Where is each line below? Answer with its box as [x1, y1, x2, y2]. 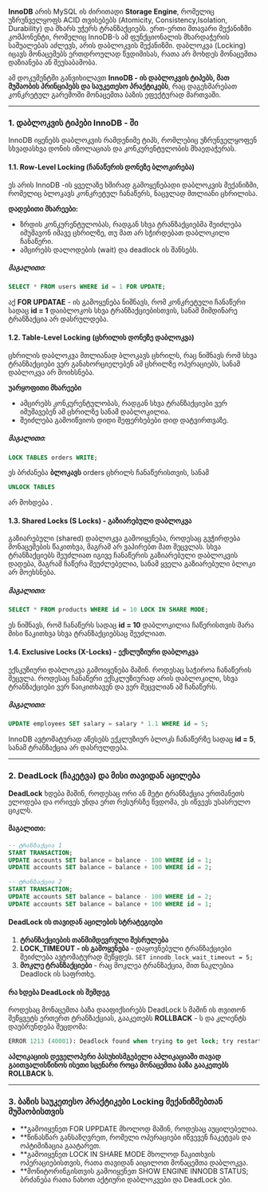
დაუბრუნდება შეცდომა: [8, 1022, 89, 1032]
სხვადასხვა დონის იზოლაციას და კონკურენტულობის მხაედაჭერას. [8, 144, 237, 154]
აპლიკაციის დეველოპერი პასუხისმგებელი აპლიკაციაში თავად [8, 1052, 222, 1061]
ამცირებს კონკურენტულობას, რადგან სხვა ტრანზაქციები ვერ [19, 398, 228, 407]
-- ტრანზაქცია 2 [8, 878, 62, 886]
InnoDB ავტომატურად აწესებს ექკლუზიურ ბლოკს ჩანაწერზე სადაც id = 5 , [8, 734, 256, 744]
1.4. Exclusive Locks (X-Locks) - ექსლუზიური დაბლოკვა [8, 647, 199, 656]
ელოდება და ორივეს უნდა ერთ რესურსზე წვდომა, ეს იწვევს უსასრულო [8, 797, 251, 806]
